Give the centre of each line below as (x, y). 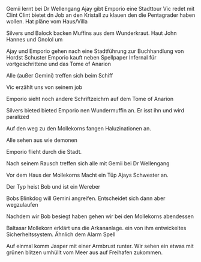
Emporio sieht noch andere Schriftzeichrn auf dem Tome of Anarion (90, 99)
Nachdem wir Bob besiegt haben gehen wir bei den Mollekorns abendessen (100, 216)
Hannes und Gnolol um (34, 39)
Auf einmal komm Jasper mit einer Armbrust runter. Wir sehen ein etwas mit (100, 246)
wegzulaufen (22, 205)
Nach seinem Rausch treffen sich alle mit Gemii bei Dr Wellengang (88, 163)
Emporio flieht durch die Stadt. (44, 152)
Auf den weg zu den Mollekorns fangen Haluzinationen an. (79, 128)
